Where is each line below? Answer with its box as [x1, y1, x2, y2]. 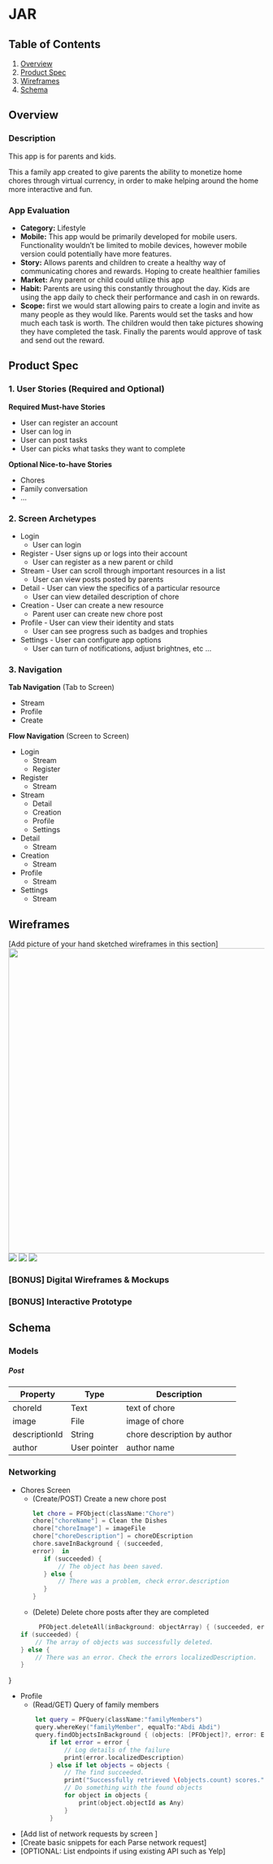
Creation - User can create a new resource [19, 600, 164, 610]
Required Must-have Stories [8, 402, 106, 412]
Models [8, 1346, 39, 1357]
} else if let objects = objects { [50, 1761, 171, 1770]
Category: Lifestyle [19, 223, 86, 233]
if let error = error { [50, 1738, 130, 1746]
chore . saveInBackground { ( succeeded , [32, 1539, 164, 1548]
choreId [12, 1403, 42, 1414]
